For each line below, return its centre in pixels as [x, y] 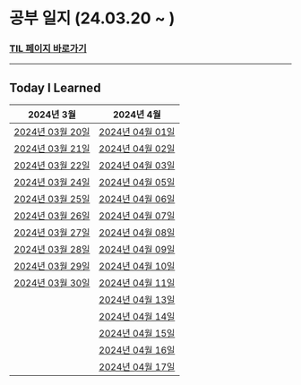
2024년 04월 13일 [137, 300]
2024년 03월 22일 [52, 166]
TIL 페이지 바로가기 [48, 48]
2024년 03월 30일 [52, 283]
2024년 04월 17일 [137, 367]
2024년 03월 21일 [52, 149]
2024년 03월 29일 [52, 267]
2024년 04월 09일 [137, 250]
